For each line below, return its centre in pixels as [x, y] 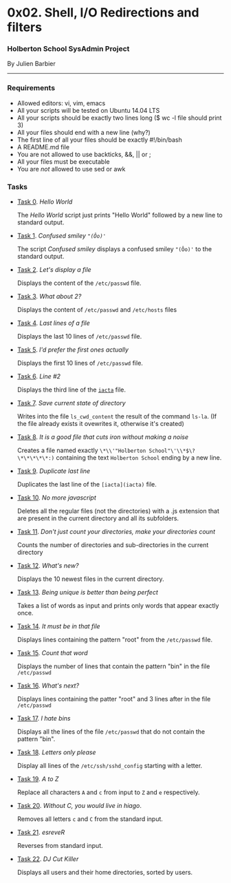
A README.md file [43, 147]
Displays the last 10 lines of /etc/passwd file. [79, 337]
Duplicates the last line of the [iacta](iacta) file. [87, 485]
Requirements [31, 88]
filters [25, 27]
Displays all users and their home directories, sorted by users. [105, 873]
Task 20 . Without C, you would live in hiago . [79, 806]
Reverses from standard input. [60, 846]
